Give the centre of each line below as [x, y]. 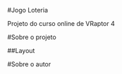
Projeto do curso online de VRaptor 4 [61, 23]
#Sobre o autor [29, 64]
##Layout [21, 51]
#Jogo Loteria [28, 10]
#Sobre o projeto [32, 37]
